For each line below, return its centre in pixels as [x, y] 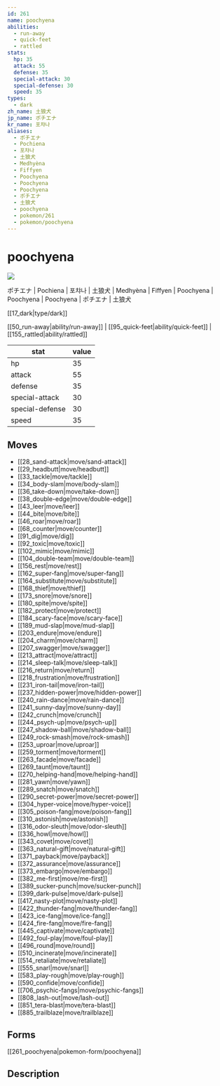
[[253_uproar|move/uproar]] [58, 745]
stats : [17, 53]
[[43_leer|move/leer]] [48, 507]
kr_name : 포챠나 [29, 124]
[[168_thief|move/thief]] [51, 589]
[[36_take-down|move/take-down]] [68, 492]
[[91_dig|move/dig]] [46, 536]
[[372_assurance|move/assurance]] [69, 864]
